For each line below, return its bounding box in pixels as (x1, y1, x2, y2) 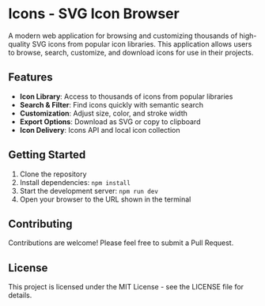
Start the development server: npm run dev (19, 186, 158, 195)
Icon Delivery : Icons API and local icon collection (19, 125, 180, 134)
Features (8, 70, 53, 84)
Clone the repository (19, 169, 87, 179)
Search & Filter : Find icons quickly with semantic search (19, 100, 204, 109)
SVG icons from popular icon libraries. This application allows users (32, 39, 252, 48)
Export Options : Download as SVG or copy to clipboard (19, 116, 201, 127)
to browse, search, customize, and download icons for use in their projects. (8, 47, 254, 57)
